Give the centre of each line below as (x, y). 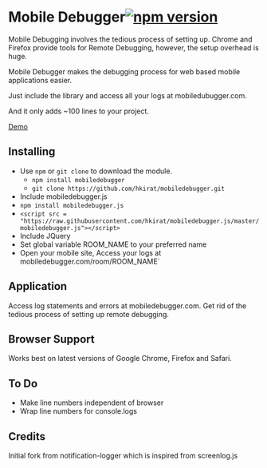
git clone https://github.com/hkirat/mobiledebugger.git (128, 188)
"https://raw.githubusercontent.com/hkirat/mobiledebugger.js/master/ (139, 221)
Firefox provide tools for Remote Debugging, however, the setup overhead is (133, 47)
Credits (27, 436)
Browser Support (52, 339)
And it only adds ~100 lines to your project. (79, 111)
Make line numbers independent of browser (92, 403)
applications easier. (40, 80)
